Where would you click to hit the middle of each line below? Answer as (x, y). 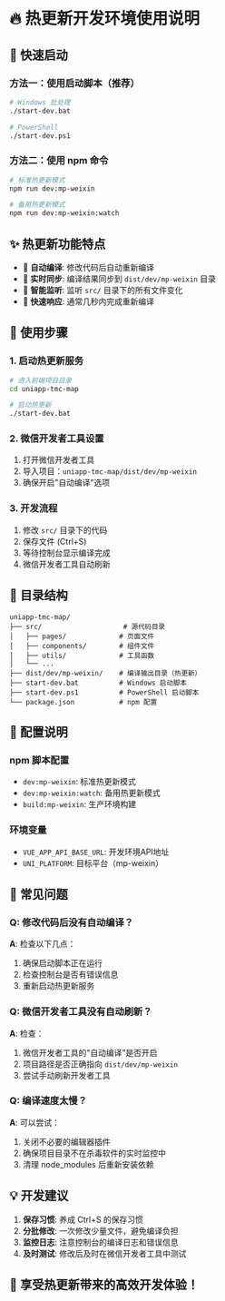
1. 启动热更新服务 (47, 361)
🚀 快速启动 (39, 55)
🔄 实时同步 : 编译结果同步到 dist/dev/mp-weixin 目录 (119, 279)
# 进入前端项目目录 (41, 380)
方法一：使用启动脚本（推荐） (75, 83)
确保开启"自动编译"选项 (66, 483)
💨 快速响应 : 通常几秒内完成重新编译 (88, 301)
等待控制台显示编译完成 (66, 552)
